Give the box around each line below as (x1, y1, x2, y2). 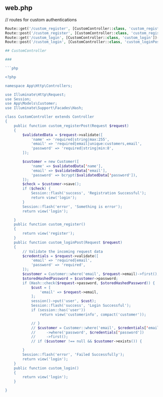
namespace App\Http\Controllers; (5, 83, 73, 88)
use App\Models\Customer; (5, 101, 57, 106)
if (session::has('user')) (31, 308, 86, 313)
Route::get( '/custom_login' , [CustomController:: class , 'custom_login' (5, 35, 153, 40)
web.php (5, 4, 33, 12)
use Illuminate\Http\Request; (5, 92, 66, 97)
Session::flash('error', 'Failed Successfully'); (22, 352, 125, 357)
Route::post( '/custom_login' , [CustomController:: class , (5, 40, 123, 45)
